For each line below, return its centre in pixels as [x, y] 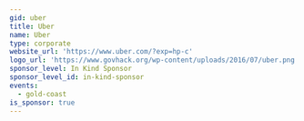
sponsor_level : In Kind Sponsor [71, 69]
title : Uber [32, 26]
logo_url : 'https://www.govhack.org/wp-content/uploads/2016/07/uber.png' [154, 60]
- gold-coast [42, 94]
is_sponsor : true [42, 102]
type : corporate [40, 43]
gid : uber [28, 18]
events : [24, 86]
